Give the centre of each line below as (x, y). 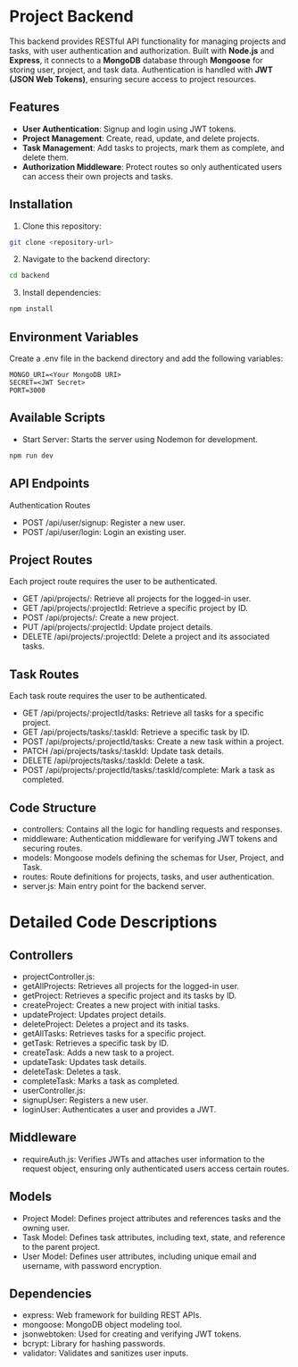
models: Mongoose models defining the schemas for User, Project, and (153, 857)
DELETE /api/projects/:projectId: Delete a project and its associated (146, 637)
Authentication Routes (50, 505)
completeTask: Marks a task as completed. (101, 1081)
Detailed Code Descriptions (113, 923)
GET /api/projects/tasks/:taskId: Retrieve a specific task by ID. (136, 732)
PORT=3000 (28, 390)
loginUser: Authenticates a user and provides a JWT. (119, 1109)
